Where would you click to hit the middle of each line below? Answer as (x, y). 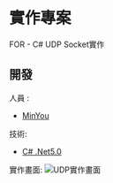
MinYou (36, 115)
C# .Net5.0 (41, 151)
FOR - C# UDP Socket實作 (57, 44)
